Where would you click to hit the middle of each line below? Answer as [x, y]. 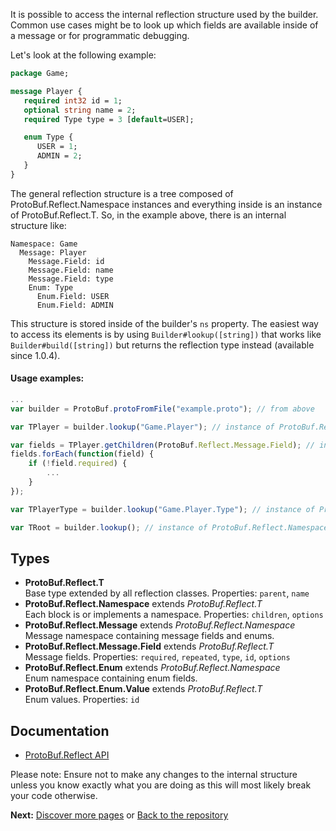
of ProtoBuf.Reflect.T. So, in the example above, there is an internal [148, 215]
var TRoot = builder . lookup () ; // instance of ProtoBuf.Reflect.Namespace [169, 527]
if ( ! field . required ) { [78, 464]
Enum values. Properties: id [82, 700]
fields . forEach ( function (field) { [82, 454]
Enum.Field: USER [73, 296]
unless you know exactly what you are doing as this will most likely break [161, 785]
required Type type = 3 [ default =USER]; [109, 119]
